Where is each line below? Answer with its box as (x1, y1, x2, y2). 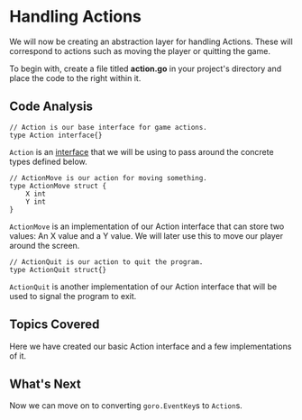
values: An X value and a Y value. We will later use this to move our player (9, 230, 284, 241)
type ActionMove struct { (9, 181, 106, 190)
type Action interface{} (9, 131, 103, 140)
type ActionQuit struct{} (9, 265, 106, 274)
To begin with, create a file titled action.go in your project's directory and (9, 63, 282, 74)
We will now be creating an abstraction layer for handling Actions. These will (9, 36, 293, 47)
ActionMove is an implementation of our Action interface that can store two (9, 221, 285, 232)
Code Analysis (9, 99, 93, 114)
